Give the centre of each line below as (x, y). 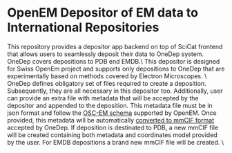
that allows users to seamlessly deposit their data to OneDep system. (106, 54)
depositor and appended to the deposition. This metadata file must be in (110, 105)
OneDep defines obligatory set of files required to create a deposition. (107, 83)
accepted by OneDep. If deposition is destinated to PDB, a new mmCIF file (113, 127)
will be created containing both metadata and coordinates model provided (112, 135)
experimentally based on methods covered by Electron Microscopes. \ (107, 76)
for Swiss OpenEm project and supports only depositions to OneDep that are (116, 69)
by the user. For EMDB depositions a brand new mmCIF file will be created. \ (116, 142)
